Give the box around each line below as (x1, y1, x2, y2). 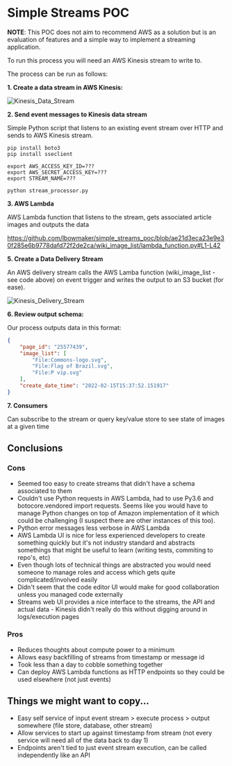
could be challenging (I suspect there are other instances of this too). (17, 516, 215, 524)
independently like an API (17, 751, 90, 759)
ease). (7, 283, 26, 291)
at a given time (7, 422, 50, 430)
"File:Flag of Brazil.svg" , (32, 363, 113, 370)
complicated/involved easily (17, 575, 98, 584)
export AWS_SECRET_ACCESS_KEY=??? (7, 169, 108, 175)
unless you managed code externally (17, 590, 124, 598)
